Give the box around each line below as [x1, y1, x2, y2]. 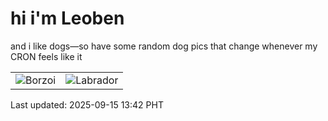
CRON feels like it [10, 50, 83, 62]
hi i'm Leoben [10, 7, 125, 30]
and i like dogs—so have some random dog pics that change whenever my [10, 40, 318, 52]
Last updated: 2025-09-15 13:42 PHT [10, 98, 164, 111]
